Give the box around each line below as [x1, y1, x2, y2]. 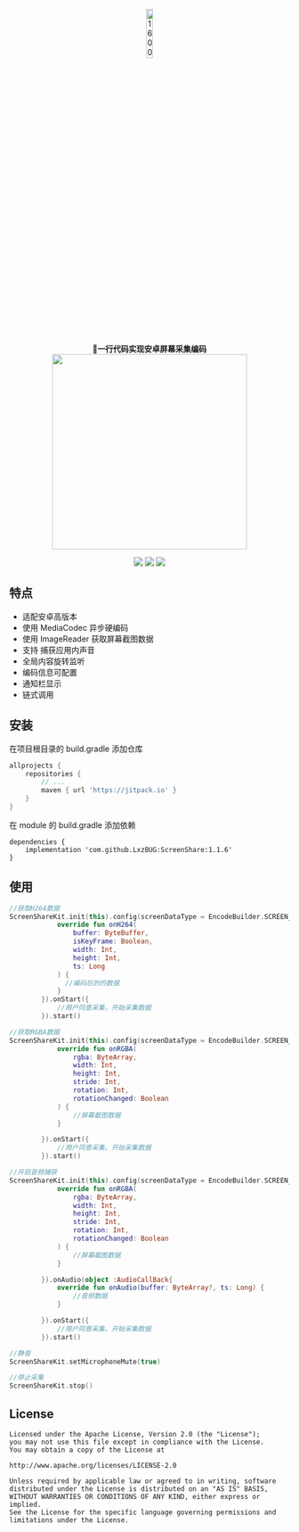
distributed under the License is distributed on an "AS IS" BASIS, [9, 1485, 269, 1494]
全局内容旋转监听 [21, 656, 85, 667]
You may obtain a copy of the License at [9, 1445, 166, 1454]
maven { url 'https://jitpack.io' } [41, 786, 177, 795]
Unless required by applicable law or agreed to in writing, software [9, 1477, 277, 1486]
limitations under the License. [9, 1516, 129, 1525]
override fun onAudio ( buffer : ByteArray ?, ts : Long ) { [56, 1283, 265, 1293]
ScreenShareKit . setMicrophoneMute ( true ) [9, 1357, 162, 1366]
